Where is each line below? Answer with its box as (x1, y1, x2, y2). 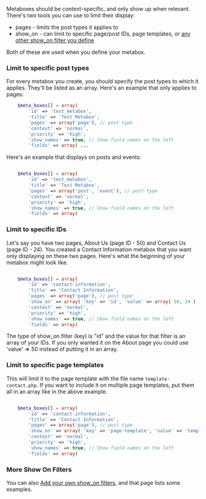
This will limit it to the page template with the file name (6, 375, 144, 382)
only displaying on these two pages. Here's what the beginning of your (6, 252, 185, 259)
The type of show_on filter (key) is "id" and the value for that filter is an (6, 332, 186, 340)
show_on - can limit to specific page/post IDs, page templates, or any (15, 30, 191, 37)
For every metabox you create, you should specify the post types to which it (6, 78, 199, 85)
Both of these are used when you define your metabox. (6, 48, 146, 56)
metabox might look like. (6, 259, 69, 266)
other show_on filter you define (15, 37, 94, 44)
